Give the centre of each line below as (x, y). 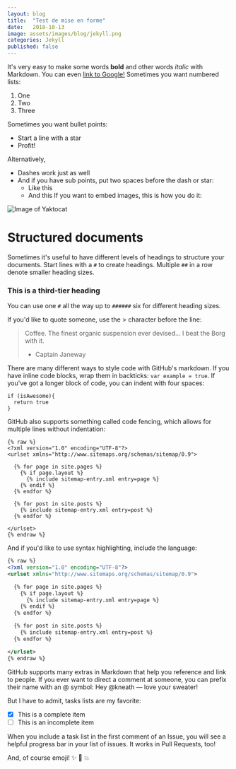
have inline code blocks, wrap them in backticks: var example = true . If (111, 376)
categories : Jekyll (36, 40)
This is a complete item (51, 714)
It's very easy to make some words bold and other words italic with (105, 67)
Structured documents (75, 238)
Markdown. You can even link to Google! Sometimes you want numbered (113, 74)
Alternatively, (26, 159)
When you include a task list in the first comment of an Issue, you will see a (117, 736)
